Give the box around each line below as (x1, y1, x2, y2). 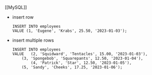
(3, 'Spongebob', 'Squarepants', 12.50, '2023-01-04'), (21, 56, 143, 61)
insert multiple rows (12, 37, 54, 43)
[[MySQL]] (5, 5, 27, 10)
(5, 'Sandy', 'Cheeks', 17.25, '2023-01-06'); (21, 65, 123, 70)
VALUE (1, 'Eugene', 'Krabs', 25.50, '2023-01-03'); (12, 28, 127, 33)
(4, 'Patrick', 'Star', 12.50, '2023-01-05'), (31, 60, 132, 65)
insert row (12, 14, 34, 20)
